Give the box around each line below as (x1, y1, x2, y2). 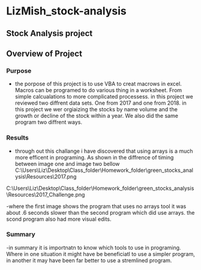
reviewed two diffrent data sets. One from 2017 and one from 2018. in (14, 99, 187, 106)
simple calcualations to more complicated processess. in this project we (14, 93, 193, 100)
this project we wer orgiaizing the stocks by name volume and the (14, 106, 178, 113)
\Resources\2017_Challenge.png (6, 191, 85, 198)
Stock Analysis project (6, 28, 93, 38)
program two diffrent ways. (14, 118, 83, 126)
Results (6, 133, 29, 142)
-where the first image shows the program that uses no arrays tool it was (6, 203, 187, 210)
